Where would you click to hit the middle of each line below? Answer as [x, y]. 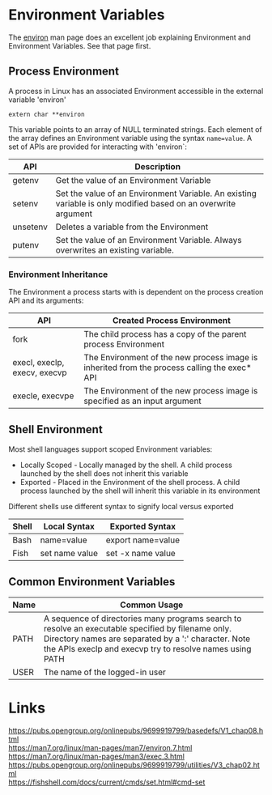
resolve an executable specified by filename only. [138, 628]
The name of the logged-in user [104, 672]
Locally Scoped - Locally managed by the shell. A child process [126, 465]
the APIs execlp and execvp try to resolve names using [147, 648]
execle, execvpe [43, 396]
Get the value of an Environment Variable [133, 180]
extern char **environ [47, 114]
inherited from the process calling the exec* [168, 368]
